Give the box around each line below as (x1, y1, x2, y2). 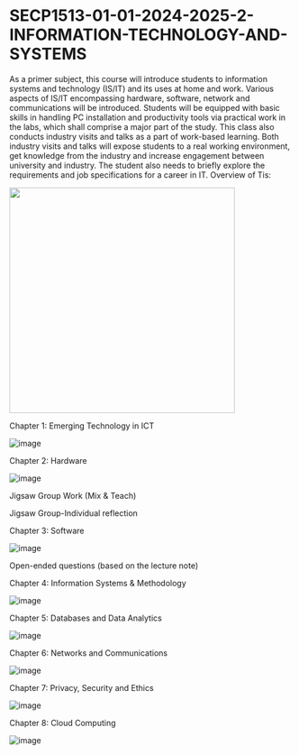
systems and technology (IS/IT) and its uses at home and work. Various (9, 83, 275, 94)
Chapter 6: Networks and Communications (9, 647, 168, 658)
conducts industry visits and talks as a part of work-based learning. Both (9, 131, 279, 142)
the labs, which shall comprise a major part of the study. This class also (9, 121, 275, 132)
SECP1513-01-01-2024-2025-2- (9, 5, 255, 26)
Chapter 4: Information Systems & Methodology (9, 577, 186, 588)
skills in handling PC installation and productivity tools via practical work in (9, 112, 286, 123)
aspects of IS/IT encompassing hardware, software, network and (9, 92, 250, 104)
